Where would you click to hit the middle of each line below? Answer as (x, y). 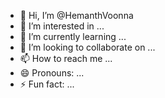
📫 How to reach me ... (66, 58)
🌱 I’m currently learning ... (73, 36)
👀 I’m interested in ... (62, 26)
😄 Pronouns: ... (52, 73)
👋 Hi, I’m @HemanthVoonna (76, 15)
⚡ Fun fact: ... (47, 84)
